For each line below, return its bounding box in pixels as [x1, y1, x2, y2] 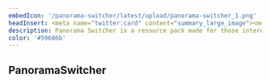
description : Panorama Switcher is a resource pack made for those [8, 26, 239, 34]
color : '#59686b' [8, 33, 67, 42]
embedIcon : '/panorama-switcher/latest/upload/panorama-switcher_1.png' [8, 11, 257, 20]
